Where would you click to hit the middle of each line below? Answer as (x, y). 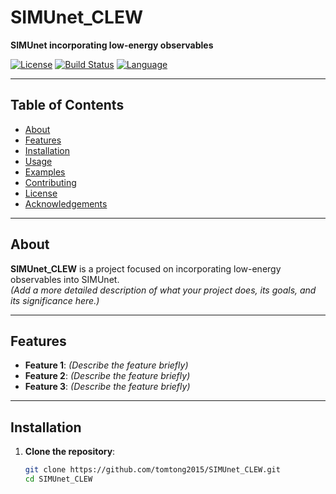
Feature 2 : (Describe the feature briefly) (107, 376)
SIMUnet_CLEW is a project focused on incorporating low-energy (146, 268)
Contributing (50, 182)
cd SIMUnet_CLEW (58, 479)
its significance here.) (55, 300)
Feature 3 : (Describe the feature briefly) (107, 387)
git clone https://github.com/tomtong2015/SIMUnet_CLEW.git (152, 470)
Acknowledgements (66, 203)
